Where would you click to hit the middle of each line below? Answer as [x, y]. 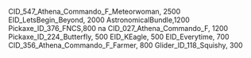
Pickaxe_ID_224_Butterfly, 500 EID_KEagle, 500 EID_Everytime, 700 [119, 37]
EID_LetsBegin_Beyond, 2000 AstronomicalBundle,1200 [99, 20]
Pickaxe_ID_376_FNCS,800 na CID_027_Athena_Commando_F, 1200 [118, 28]
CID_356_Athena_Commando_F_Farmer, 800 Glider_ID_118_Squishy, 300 [126, 45]
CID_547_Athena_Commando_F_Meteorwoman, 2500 [95, 12]
